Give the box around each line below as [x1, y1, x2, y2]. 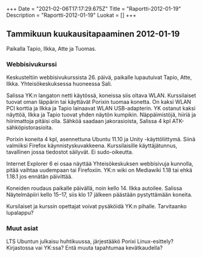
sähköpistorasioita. [6, 124, 53, 132]
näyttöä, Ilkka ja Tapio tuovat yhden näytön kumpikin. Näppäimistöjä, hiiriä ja [6, 111, 196, 118]
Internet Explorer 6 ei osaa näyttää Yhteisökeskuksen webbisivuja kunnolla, [6, 160, 194, 168]
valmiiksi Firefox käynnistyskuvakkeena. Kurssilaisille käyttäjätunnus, [6, 142, 178, 150]
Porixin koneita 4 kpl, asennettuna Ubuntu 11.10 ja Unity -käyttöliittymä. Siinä [6, 136, 196, 143]
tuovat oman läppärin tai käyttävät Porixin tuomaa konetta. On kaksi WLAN [6, 98, 192, 106]
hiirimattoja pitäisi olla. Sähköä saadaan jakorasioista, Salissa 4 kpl [6, 118, 171, 125]
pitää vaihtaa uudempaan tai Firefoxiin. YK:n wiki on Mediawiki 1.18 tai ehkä [6, 167, 193, 174]
